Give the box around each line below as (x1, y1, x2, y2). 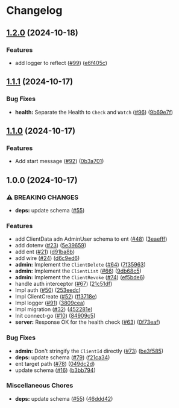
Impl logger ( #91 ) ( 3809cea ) (14, 299, 86, 307)
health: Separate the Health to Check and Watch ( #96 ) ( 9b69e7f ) (14, 108, 174, 116)
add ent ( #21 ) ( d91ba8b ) (14, 248, 75, 256)
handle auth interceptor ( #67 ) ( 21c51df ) (14, 280, 113, 288)
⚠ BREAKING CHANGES (6, 193, 79, 202)
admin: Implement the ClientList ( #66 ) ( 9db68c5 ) (14, 267, 142, 274)
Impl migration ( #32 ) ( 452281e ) (14, 306, 93, 313)
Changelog (6, 4, 63, 17)
